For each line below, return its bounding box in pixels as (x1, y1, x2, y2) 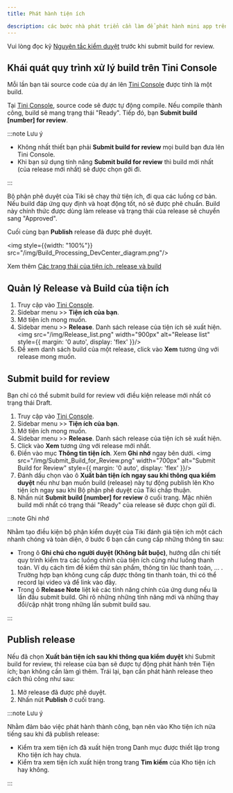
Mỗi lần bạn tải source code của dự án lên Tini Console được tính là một (7, 81, 212, 89)
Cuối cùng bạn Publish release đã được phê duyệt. (7, 227, 153, 237)
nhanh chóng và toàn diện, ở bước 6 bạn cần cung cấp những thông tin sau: (7, 535, 224, 543)
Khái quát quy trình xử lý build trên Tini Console (7, 62, 217, 74)
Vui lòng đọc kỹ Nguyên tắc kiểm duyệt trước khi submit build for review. (7, 42, 215, 50)
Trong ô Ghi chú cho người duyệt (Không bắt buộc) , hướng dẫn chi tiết (17, 548, 221, 556)
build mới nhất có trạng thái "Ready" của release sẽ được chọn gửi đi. (17, 500, 216, 508)
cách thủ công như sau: (7, 674, 75, 682)
